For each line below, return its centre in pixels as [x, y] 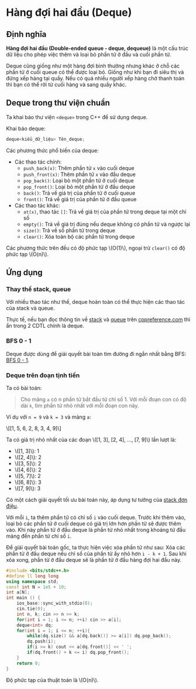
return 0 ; [29, 663]
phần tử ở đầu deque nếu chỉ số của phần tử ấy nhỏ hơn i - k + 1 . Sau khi [96, 554]
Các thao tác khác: [37, 205]
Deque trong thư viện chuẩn [58, 103]
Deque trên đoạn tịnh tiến [43, 375]
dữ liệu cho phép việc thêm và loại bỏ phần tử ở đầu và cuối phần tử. [89, 55]
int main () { [23, 598]
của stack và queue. [30, 308]
